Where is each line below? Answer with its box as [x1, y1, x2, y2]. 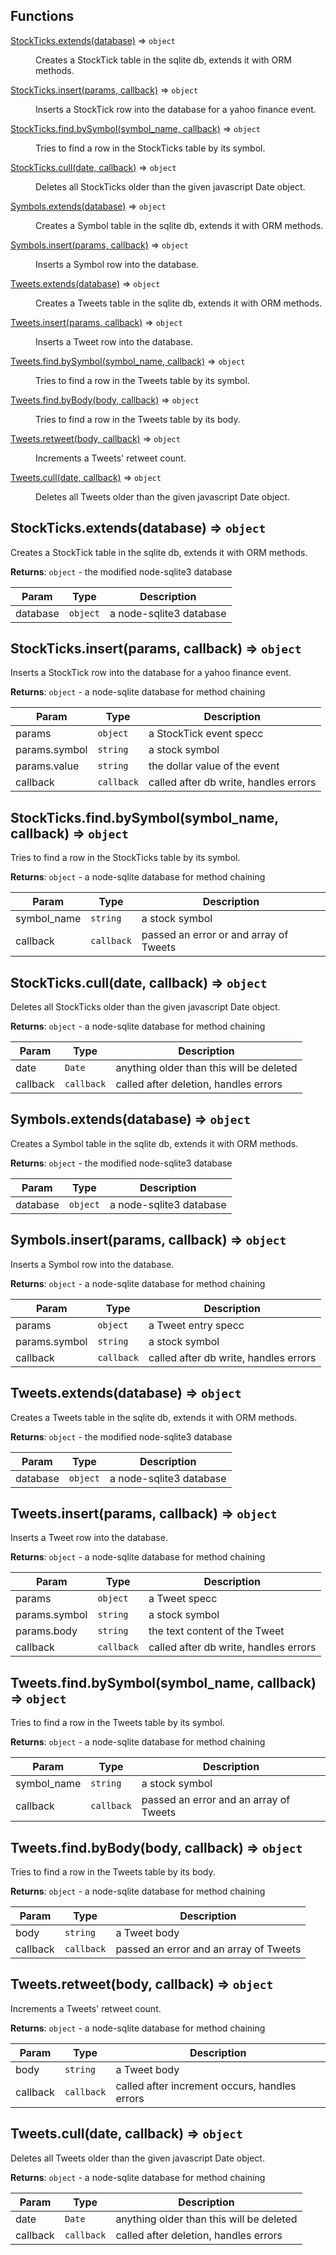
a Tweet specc [148, 1592, 218, 1606]
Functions [10, 8, 75, 25]
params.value [15, 759, 80, 773]
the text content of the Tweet [148, 1624, 285, 1638]
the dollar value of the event [148, 759, 280, 773]
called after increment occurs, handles [115, 2079, 297, 2093]
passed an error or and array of [141, 928, 289, 942]
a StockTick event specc [148, 727, 264, 741]
